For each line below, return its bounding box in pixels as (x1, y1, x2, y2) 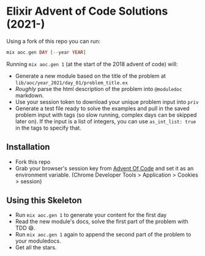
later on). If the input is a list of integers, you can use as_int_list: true (15, 117, 196, 125)
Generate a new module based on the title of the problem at (15, 72, 166, 79)
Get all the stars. (15, 244, 57, 251)
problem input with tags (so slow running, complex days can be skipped (15, 111, 197, 119)
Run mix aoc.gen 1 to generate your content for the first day (15, 211, 167, 219)
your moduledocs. (15, 237, 61, 245)
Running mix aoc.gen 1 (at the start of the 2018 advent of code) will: (6, 60, 178, 68)
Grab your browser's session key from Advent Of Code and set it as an (15, 164, 194, 172)
